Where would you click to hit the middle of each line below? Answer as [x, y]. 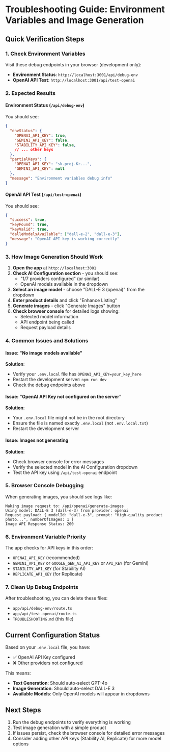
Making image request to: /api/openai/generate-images [65, 506]
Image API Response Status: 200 [39, 524]
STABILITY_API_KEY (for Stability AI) [49, 569]
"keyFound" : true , [30, 225]
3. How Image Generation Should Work [54, 257]
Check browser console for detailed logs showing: [66, 311]
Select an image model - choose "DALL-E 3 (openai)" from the [79, 290]
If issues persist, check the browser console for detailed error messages [89, 733]
